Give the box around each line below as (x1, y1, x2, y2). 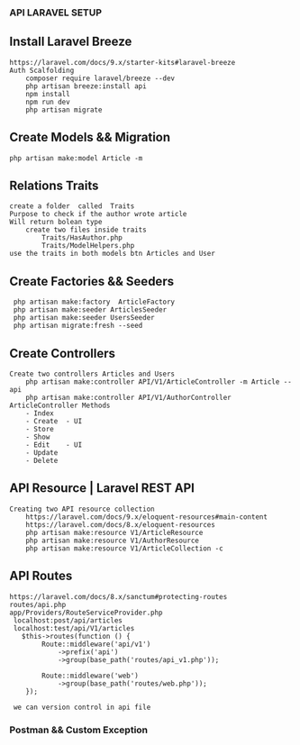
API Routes (9, 568, 73, 584)
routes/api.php (9, 600, 67, 609)
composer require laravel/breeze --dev (25, 74, 176, 83)
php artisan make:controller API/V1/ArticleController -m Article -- (25, 377, 293, 386)
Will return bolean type (9, 218, 103, 227)
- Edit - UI (25, 440, 83, 450)
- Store (25, 424, 54, 433)
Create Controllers (9, 345, 115, 361)
